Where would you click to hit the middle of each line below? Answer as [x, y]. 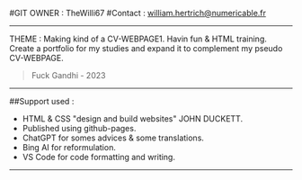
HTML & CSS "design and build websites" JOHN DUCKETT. [133, 119]
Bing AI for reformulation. [69, 147]
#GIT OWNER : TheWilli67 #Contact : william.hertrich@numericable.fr [138, 13]
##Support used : [42, 101]
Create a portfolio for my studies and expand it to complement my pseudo [146, 48]
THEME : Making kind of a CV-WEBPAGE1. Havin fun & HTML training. [138, 39]
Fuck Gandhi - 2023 [68, 75]
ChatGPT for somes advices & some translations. [113, 138]
